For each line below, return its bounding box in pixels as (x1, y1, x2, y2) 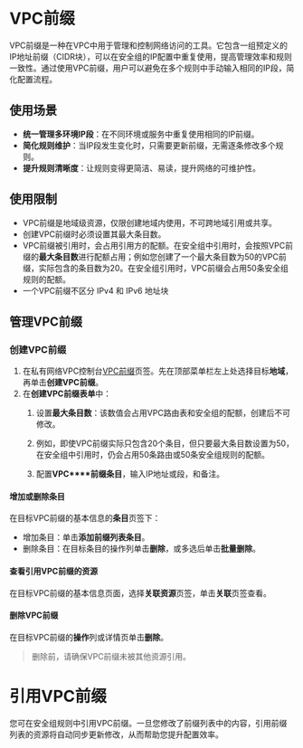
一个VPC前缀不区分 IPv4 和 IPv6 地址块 (22, 285, 169, 296)
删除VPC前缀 (9, 610, 59, 620)
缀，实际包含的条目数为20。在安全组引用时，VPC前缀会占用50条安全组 (22, 262, 289, 273)
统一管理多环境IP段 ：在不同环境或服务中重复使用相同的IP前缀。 (22, 128, 260, 139)
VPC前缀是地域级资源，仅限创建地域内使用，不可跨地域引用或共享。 (22, 217, 278, 228)
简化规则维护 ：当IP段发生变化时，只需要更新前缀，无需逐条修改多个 (22, 139, 276, 150)
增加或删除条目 (9, 490, 65, 502)
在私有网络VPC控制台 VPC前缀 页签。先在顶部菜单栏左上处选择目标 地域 (22, 365, 286, 376)
